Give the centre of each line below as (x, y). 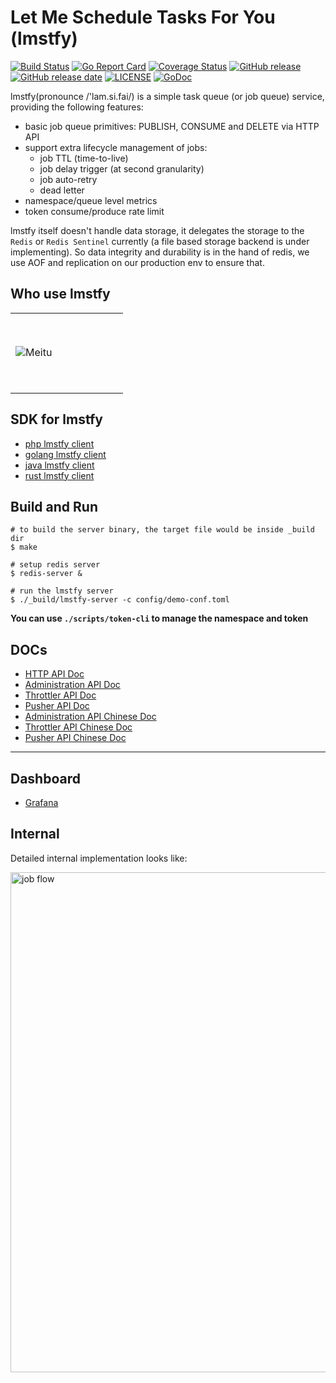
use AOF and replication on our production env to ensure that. (137, 262)
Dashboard (45, 778)
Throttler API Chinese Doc (78, 727)
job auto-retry (68, 179)
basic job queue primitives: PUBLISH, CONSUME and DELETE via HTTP (172, 126)
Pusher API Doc (57, 706)
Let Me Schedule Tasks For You (143, 17)
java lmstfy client (59, 465)
